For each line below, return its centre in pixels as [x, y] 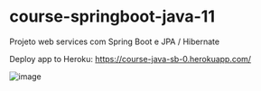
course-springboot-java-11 [112, 17]
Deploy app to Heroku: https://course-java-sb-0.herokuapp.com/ [130, 59]
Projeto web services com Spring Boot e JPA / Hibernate [114, 41]
